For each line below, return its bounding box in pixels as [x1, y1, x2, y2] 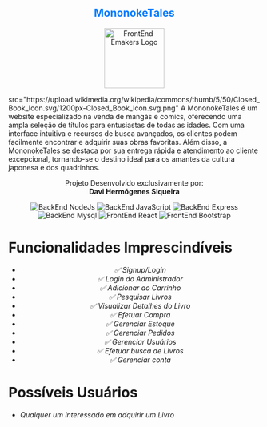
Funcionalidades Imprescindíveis [8, 239, 233, 257]
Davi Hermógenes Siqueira [89, 186, 180, 196]
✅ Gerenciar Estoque [105, 319, 176, 329]
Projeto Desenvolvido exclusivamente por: [65, 178, 204, 187]
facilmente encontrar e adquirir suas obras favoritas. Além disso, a [8, 137, 228, 146]
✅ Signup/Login [114, 265, 166, 274]
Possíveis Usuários [8, 383, 138, 401]
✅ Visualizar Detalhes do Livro [90, 301, 191, 310]
